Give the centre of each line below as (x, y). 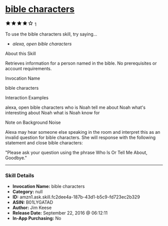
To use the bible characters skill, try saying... (51, 34)
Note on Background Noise (33, 122)
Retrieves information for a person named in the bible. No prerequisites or (81, 63)
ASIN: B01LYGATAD (33, 202)
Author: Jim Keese (32, 208)
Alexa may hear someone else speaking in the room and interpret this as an (83, 132)
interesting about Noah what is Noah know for (52, 112)
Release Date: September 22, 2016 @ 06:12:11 (60, 213)
